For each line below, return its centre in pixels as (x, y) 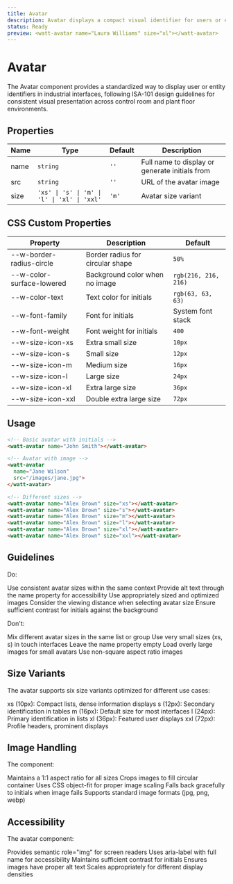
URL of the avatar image (180, 182)
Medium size (106, 364)
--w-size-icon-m (42, 364)
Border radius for (113, 255)
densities (20, 874)
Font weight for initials (122, 331)
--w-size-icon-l (39, 376)
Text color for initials (119, 297)
